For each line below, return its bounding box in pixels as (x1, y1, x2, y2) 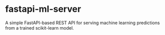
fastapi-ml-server (5, 3, 81, 15)
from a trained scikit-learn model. (5, 25, 74, 31)
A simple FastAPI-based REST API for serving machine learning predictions (5, 20, 160, 26)
